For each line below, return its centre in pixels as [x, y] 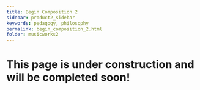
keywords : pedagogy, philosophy [47, 23]
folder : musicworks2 [33, 35]
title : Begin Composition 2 [42, 12]
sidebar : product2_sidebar [41, 18]
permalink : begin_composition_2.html [54, 29]
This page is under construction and [100, 65]
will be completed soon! [68, 78]
